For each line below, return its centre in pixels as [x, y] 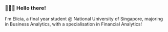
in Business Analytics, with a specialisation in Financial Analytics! [73, 24]
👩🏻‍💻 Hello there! [26, 8]
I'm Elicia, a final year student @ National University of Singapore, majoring [84, 19]
